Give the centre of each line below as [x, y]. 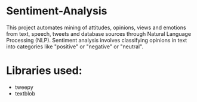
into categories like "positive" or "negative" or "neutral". [75, 47]
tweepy [24, 87]
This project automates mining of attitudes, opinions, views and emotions [96, 27]
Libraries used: [44, 71]
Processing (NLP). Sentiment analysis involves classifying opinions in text [97, 40]
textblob [25, 93]
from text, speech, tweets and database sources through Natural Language [99, 33]
